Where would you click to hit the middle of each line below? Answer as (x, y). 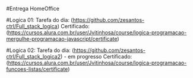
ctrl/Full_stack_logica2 (34, 56)
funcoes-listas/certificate (37, 69)
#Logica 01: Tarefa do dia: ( (39, 20)
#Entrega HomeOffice (33, 9)
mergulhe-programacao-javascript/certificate (62, 39)
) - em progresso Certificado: (96, 56)
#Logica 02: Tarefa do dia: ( (40, 50)
